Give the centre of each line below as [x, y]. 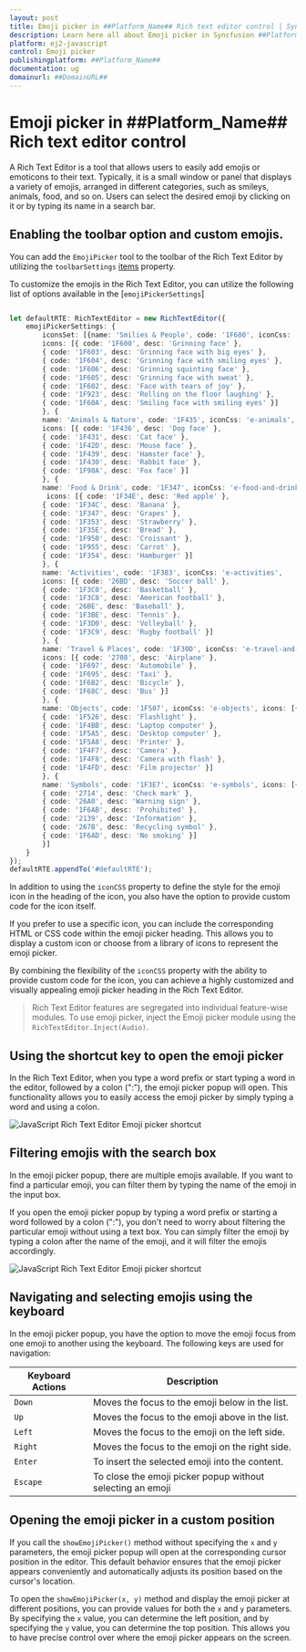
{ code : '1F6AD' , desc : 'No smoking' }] [120, 836]
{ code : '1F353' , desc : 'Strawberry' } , [120, 522]
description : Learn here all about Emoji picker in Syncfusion [132, 35]
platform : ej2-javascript [58, 43]
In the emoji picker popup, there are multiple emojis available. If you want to [151, 1175]
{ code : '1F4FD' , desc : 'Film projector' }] [128, 767]
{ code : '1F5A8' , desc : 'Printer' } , [113, 743]
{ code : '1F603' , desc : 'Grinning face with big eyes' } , [154, 352]
